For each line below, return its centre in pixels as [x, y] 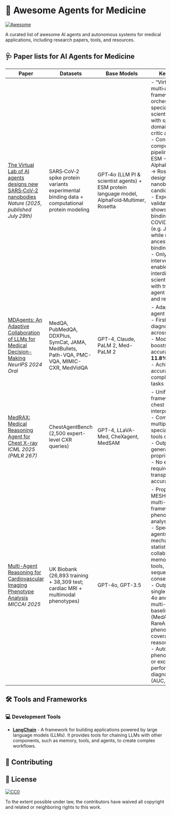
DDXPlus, [60, 336]
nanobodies [22, 197]
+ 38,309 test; [66, 582]
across [159, 333]
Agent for [19, 437]
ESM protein [112, 187]
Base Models [122, 73]
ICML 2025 [22, 449]
